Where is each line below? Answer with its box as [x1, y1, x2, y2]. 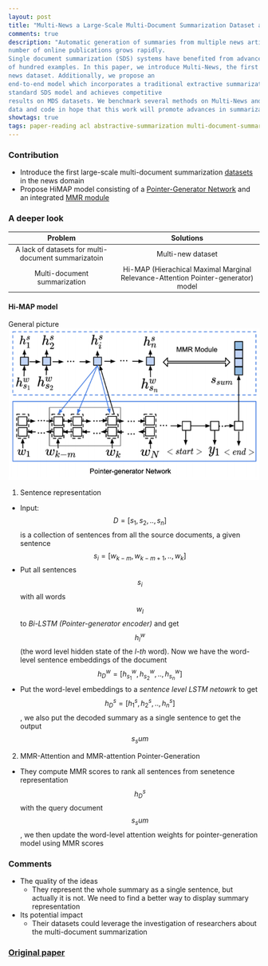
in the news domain [19, 176, 85, 186]
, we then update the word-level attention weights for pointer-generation [19, 830, 258, 839]
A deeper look [8, 213, 64, 224]
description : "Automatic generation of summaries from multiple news [8, 38, 245, 46]
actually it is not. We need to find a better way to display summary [31, 893, 249, 903]
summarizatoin [54, 253, 104, 263]
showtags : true [8, 114, 59, 122]
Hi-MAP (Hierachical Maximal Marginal [123, 264, 252, 274]
